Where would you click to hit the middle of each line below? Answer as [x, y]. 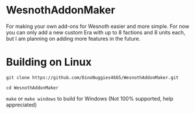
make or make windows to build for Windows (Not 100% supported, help [90, 98]
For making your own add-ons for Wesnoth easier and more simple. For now [98, 26]
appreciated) [21, 105]
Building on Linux [49, 62]
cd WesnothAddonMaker [32, 88]
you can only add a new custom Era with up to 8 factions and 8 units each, [96, 32]
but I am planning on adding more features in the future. [73, 38]
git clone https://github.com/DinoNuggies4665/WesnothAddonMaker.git [93, 77]
